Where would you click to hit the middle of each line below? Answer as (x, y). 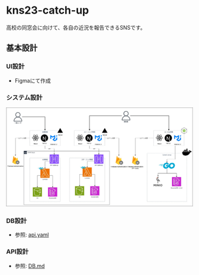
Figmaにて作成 (33, 80)
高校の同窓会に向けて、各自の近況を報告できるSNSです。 (76, 27)
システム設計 (24, 97)
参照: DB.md (30, 265)
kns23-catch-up (48, 10)
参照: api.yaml (32, 235)
